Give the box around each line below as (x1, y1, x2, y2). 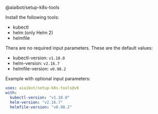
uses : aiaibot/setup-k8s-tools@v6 (5, 85, 80, 90)
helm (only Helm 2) (12, 30, 53, 35)
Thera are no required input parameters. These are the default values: (5, 45, 153, 51)
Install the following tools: (5, 14, 60, 20)
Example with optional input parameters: (5, 76, 91, 81)
